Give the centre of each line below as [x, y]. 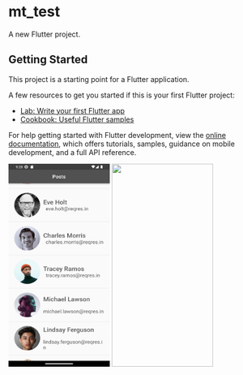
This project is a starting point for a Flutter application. [99, 79]
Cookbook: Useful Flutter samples [77, 119]
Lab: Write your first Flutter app [72, 110]
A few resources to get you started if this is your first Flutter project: [122, 95]
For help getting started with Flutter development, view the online [117, 135]
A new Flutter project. [45, 34]
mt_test [34, 12]
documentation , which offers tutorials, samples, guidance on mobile [122, 144]
